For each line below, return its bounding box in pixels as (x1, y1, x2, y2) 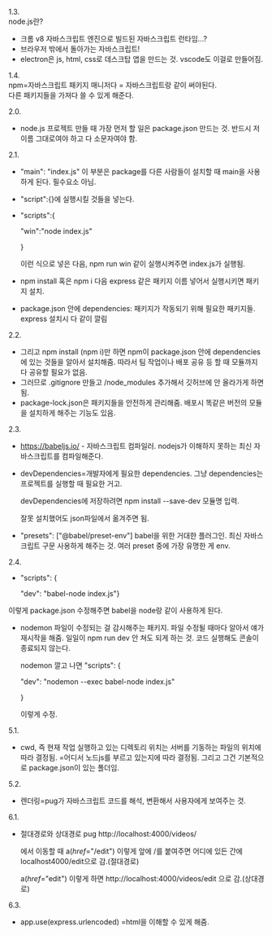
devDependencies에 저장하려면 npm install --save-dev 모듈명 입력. (19, 496, 240, 506)
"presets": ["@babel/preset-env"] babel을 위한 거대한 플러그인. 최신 (19, 531, 242, 540)
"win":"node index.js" (19, 226, 93, 235)
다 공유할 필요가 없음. (19, 367, 88, 377)
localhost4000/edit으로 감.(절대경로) (19, 857, 140, 866)
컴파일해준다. (62, 451, 104, 461)
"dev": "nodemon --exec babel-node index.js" (19, 677, 175, 687)
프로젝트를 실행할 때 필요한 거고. (19, 479, 123, 488)
